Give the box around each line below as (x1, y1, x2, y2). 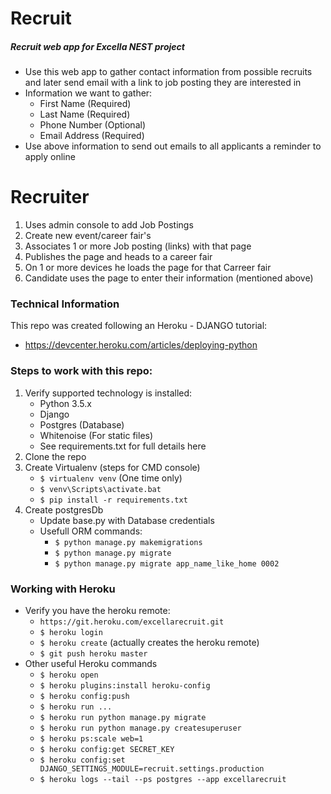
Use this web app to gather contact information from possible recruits (24, 66, 313, 78)
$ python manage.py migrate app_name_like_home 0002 (54, 558, 280, 569)
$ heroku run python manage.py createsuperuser (39, 723, 242, 733)
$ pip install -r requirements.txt (39, 495, 188, 505)
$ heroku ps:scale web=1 (39, 733, 144, 744)
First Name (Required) (39, 98, 132, 110)
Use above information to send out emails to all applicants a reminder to (24, 140, 322, 152)
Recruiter (10, 186, 90, 209)
